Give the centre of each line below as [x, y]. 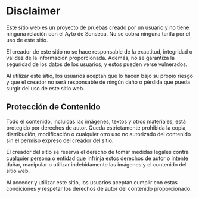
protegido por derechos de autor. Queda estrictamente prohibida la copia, [97, 128]
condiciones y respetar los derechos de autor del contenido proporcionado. [99, 188]
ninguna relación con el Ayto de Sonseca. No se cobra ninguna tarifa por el [98, 33]
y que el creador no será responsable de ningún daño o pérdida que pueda [98, 82]
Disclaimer [33, 11]
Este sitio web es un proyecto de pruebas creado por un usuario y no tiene [98, 27]
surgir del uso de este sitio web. [45, 88]
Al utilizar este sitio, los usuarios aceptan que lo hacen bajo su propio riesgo [100, 76]
